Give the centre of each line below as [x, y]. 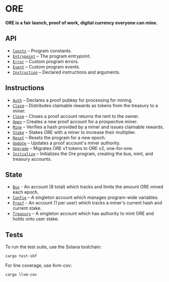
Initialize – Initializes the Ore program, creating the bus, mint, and [83, 154]
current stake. [27, 208]
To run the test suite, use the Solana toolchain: [53, 247]
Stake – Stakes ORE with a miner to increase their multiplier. [74, 132]
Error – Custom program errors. [46, 61]
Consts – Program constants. [42, 50]
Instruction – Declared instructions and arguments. [66, 72]
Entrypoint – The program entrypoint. [52, 56]
